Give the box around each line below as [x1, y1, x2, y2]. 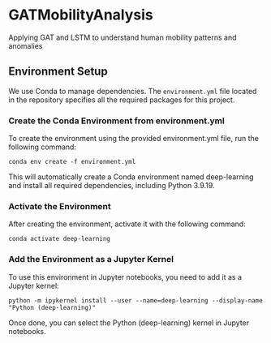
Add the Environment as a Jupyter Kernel [8, 254, 174, 265]
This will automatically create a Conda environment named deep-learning [8, 172, 254, 182]
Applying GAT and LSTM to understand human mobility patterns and [8, 32, 237, 42]
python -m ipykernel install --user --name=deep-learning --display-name [8, 296, 264, 305]
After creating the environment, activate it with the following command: [8, 219, 246, 229]
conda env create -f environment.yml [8, 158, 136, 166]
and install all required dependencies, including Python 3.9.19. [8, 181, 215, 191]
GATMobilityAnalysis [8, 6, 154, 24]
